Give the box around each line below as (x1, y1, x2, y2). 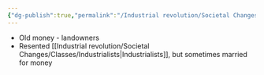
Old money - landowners (18, 33, 100, 42)
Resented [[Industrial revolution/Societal (18, 41, 150, 51)
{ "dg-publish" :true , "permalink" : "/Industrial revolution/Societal (7, 11, 230, 20)
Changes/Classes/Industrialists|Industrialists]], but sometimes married (18, 49, 247, 59)
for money (18, 58, 53, 67)
